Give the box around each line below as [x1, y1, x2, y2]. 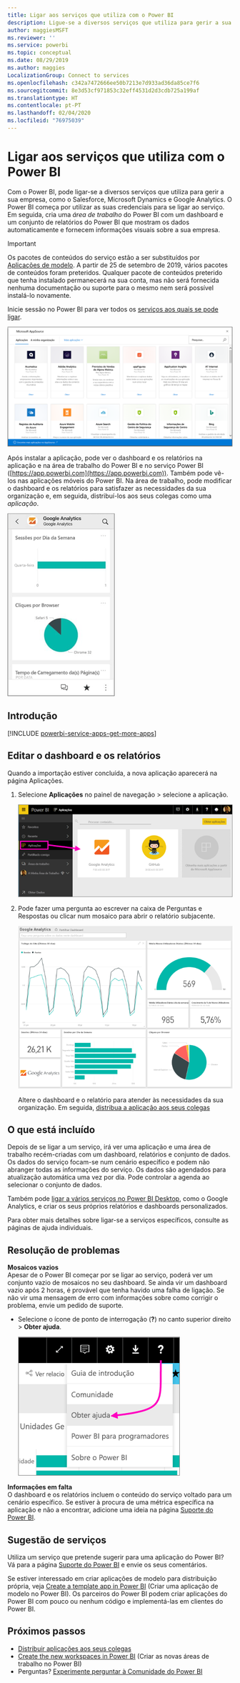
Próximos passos [7, 1625, 86, 1637]
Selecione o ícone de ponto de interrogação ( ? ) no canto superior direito [17, 1315, 231, 1324]
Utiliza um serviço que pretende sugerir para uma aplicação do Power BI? [7, 1552, 224, 1561]
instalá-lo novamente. [7, 291, 71, 299]
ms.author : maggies [7, 64, 66, 71]
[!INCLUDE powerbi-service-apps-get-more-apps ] [7, 729, 157, 737]
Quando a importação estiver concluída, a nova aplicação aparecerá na [7, 769, 218, 777]
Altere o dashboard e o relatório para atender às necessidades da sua [17, 1095, 224, 1104]
